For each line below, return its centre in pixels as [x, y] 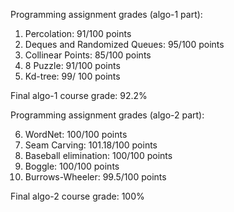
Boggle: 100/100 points [72, 166]
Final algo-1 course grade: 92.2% [79, 95]
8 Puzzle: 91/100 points [72, 65]
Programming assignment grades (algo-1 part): [106, 14]
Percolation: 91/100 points [78, 33]
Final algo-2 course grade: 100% [77, 196]
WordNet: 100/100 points [76, 134]
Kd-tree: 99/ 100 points [72, 76]
